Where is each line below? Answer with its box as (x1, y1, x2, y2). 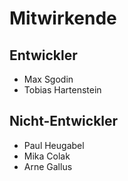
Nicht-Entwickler (9, 113, 119, 130)
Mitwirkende (9, 7, 117, 30)
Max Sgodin (23, 73, 74, 85)
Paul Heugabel (23, 139, 85, 151)
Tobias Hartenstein (23, 84, 102, 96)
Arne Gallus (23, 160, 73, 172)
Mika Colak (23, 150, 71, 162)
